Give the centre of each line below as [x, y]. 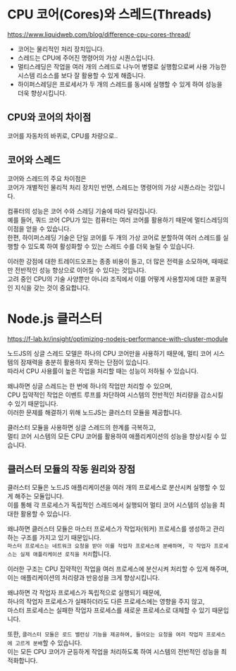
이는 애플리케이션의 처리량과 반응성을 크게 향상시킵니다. [83, 578]
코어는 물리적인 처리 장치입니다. [61, 49]
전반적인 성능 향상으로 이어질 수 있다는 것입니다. [80, 270]
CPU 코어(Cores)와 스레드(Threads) [110, 14]
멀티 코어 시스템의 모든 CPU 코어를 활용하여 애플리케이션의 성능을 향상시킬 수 [113, 436]
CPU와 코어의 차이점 [49, 117]
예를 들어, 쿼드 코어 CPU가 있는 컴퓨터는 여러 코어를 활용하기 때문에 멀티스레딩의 [118, 220]
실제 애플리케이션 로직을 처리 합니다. [66, 554]
